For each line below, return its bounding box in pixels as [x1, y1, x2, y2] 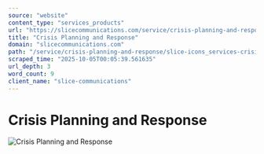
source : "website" [8, 11, 68, 20]
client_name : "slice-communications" [8, 77, 132, 85]
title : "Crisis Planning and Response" [8, 33, 139, 42]
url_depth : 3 [8, 63, 51, 71]
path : [8, 48, 26, 56]
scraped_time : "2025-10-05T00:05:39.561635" [8, 56, 156, 64]
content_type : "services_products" [8, 19, 125, 27]
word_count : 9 [8, 70, 55, 78]
